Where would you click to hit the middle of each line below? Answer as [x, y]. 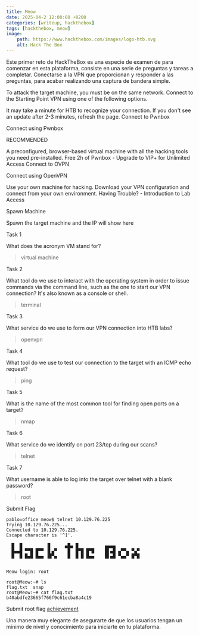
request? [17, 369]
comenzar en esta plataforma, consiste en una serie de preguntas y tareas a [100, 68]
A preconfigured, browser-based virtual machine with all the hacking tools [97, 151]
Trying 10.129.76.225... [37, 525]
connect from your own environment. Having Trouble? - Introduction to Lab [98, 193]
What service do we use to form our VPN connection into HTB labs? [89, 328]
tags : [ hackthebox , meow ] [38, 28]
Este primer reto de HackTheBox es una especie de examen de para [90, 62]
